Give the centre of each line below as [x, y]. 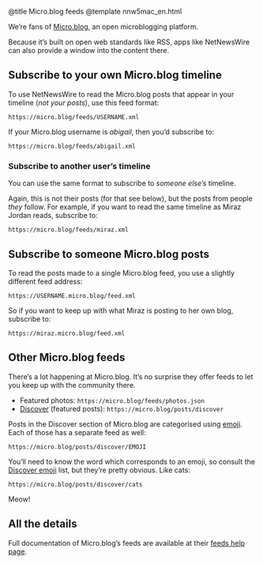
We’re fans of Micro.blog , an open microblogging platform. [103, 26]
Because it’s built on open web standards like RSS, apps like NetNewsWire [129, 42]
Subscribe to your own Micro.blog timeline [115, 75]
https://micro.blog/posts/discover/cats [76, 484]
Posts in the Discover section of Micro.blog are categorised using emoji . [125, 424]
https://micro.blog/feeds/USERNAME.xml [74, 117]
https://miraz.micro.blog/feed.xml [67, 333]
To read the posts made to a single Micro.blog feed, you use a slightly [122, 273]
